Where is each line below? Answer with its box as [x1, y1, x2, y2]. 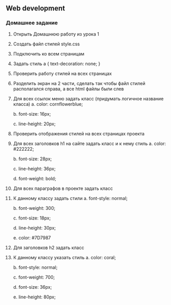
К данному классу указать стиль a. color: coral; [13, 254, 116, 260]
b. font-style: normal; [13, 264, 58, 270]
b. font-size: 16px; [13, 110, 51, 117]
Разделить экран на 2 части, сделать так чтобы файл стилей [13, 80, 146, 86]
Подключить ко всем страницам [13, 50, 84, 57]
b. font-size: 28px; [13, 155, 52, 162]
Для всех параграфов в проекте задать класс [13, 185, 113, 191]
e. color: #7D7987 [13, 234, 51, 241]
